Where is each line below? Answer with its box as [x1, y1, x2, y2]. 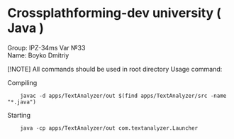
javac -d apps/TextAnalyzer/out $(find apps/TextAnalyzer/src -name [20, 92, 227, 99]
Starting [7, 111, 30, 119]
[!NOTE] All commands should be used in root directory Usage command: [7, 65, 223, 73]
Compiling [7, 78, 38, 87]
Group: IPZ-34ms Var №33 [7, 43, 86, 52]
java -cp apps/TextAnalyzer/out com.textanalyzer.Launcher [20, 124, 199, 132]
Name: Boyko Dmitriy [7, 51, 69, 60]
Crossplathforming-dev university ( [7, 5, 222, 21]
